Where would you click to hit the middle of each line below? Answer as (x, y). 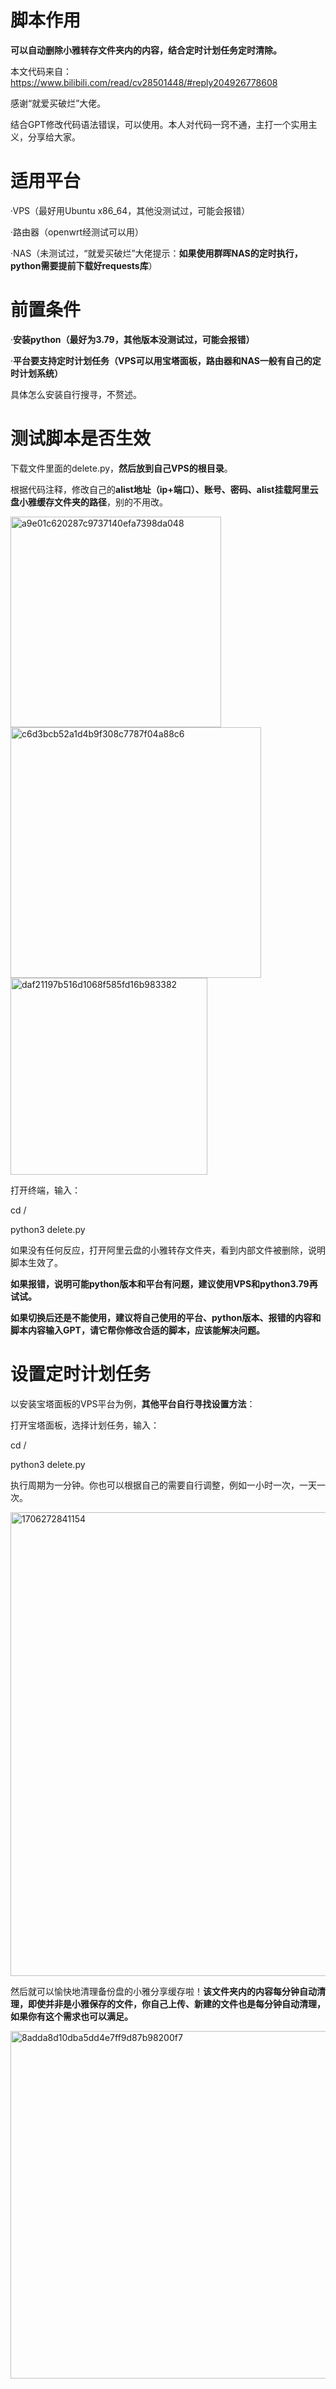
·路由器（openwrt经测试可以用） (77, 232)
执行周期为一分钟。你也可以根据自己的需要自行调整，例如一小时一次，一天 (163, 1485)
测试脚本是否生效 (81, 438)
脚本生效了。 (36, 1262)
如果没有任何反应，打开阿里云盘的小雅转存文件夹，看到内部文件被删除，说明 (168, 1250)
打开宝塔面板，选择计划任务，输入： (85, 1425)
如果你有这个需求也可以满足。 (71, 2016)
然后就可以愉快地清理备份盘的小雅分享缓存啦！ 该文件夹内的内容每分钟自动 (163, 1991)
